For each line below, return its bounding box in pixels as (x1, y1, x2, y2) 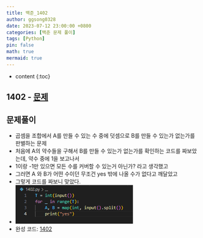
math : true (6, 49, 34, 55)
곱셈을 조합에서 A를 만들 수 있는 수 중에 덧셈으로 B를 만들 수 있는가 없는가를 (15, 132, 196, 139)
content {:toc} (15, 72, 51, 80)
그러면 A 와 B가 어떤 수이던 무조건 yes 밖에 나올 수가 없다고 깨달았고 (15, 170, 178, 177)
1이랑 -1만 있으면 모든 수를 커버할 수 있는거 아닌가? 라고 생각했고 (15, 162, 169, 169)
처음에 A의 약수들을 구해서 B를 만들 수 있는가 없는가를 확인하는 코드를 (15, 147, 181, 154)
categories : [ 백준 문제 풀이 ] (6, 29, 76, 35)
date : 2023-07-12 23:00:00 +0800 (6, 23, 92, 29)
